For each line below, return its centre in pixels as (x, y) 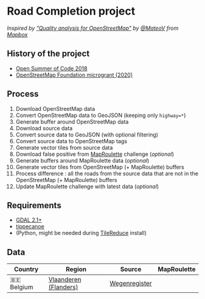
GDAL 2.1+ (29, 220)
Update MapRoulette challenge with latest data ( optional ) (87, 186)
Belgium (22, 287)
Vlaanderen (65, 280)
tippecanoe (30, 227)
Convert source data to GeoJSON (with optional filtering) (87, 135)
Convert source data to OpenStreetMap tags (71, 141)
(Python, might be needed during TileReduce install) (81, 233)
